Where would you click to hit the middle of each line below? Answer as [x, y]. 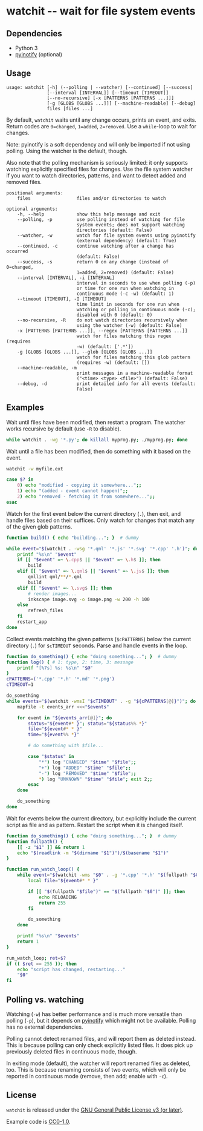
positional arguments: [35, 193]
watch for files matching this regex [124, 336]
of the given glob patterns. [39, 526]
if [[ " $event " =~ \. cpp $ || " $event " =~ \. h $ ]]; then [89, 560]
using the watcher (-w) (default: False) [129, 325]
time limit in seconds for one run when [128, 304]
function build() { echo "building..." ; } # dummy [72, 538]
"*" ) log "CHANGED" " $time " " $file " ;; [87, 762]
